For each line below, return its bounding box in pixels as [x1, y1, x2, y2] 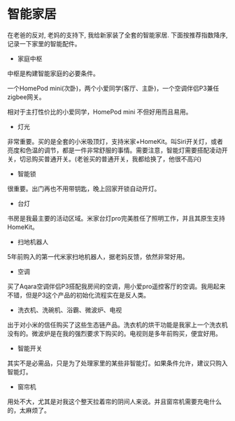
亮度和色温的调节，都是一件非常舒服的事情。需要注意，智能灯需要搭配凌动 [7, 146, 222, 154]
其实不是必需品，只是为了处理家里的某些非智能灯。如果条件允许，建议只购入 [7, 359, 228, 367]
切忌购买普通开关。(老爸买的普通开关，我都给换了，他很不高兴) [19, 154, 202, 163]
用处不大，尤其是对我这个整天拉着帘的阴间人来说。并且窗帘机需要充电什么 [7, 397, 222, 406]
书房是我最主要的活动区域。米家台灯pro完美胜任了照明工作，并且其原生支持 [7, 214, 226, 222]
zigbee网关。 [7, 92, 45, 101]
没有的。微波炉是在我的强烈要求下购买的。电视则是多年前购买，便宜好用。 [7, 329, 222, 337]
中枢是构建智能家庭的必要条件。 [7, 69, 99, 77]
